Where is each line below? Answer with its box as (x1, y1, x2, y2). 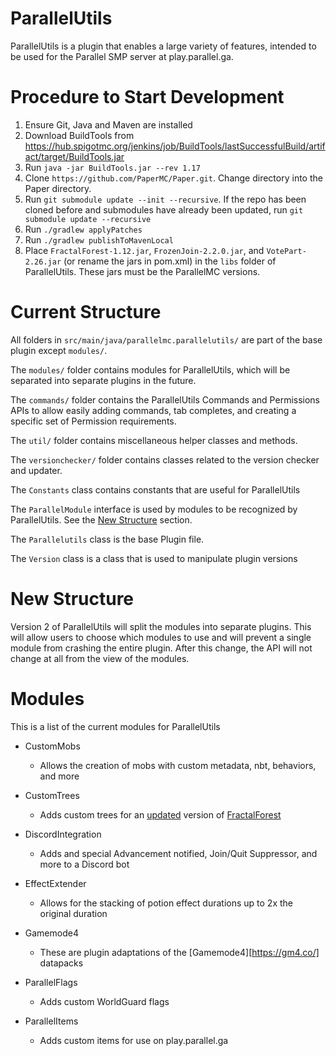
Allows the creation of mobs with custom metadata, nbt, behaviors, (39, 759, 317, 771)
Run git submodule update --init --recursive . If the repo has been (24, 193, 307, 205)
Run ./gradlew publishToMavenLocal (24, 233, 174, 246)
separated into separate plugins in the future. (10, 374, 197, 386)
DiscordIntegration (24, 828, 102, 840)
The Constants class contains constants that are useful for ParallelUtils (10, 483, 301, 496)
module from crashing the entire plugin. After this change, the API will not (10, 642, 313, 654)
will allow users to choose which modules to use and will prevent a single (10, 631, 312, 643)
